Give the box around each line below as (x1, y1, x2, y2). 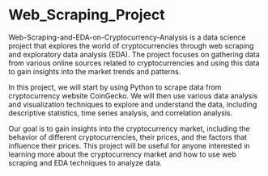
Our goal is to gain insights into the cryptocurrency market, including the (8, 124, 250, 133)
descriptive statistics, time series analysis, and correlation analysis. (8, 107, 233, 118)
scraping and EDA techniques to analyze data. (8, 157, 163, 167)
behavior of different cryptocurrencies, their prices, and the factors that (8, 132, 248, 142)
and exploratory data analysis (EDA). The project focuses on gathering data (8, 49, 261, 59)
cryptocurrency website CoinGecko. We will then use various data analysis (8, 90, 257, 100)
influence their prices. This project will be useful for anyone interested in (8, 140, 250, 150)
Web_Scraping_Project (8, 6, 166, 24)
